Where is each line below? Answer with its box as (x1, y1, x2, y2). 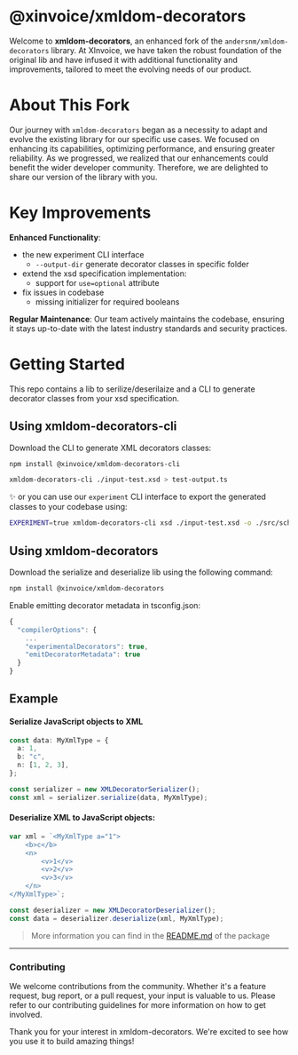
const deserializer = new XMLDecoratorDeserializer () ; (9, 906, 216, 915)
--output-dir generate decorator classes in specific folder (35, 258, 250, 269)
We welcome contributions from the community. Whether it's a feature (9, 980, 267, 991)
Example (9, 691, 59, 707)
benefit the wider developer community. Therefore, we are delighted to (9, 162, 269, 172)
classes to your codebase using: (9, 502, 128, 512)
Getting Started (9, 354, 126, 374)
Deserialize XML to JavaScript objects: (9, 813, 155, 823)
